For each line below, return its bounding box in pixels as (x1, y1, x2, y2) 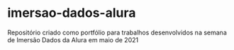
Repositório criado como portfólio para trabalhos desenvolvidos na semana (7, 28, 227, 37)
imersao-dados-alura (7, 5, 136, 21)
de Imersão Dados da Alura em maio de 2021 (7, 35, 139, 44)
